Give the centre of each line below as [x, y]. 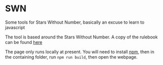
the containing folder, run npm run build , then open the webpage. [71, 57]
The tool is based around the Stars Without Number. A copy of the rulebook [81, 37]
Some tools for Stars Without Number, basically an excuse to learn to [75, 22]
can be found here [24, 42]
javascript [15, 27]
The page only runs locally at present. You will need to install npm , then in [80, 52]
